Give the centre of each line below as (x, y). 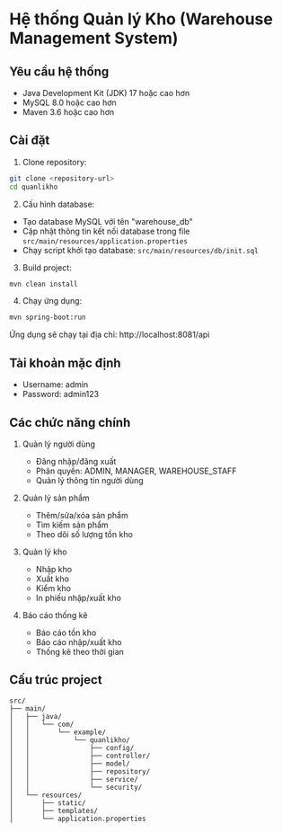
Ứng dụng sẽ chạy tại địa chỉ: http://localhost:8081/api (110, 335)
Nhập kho (54, 569)
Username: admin (55, 385)
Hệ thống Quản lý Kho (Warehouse (141, 19)
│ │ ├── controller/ (80, 756)
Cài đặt (30, 141)
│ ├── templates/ (54, 810)
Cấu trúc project (56, 680)
